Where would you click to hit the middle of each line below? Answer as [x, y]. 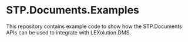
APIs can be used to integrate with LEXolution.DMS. [68, 32]
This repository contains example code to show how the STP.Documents [94, 26]
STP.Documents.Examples [73, 10]
